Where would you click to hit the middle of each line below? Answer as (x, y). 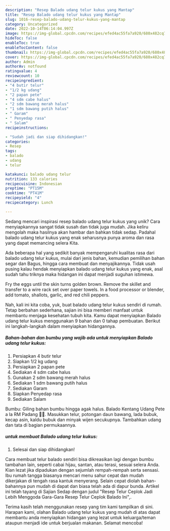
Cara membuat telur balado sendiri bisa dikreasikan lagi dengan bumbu (80, 459)
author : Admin (20, 62)
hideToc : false (21, 39)
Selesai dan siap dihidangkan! (44, 449)
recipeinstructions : (27, 128)
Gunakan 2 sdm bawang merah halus (51, 377)
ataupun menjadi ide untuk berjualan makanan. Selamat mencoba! (74, 523)
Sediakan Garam (30, 388)
